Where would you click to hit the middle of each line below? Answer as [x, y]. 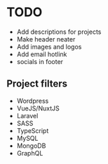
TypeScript [33, 130]
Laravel [27, 115]
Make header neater [46, 39]
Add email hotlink [42, 54]
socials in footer [40, 61]
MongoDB [31, 146]
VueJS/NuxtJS [38, 108]
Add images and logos [49, 46]
